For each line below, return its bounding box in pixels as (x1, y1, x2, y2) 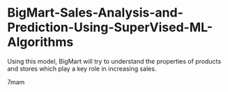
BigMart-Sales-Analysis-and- (7, 5, 183, 21)
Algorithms (7, 35, 74, 50)
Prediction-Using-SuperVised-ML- (7, 19, 213, 35)
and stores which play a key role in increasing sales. (7, 64, 157, 73)
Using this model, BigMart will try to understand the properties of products (7, 57, 222, 65)
